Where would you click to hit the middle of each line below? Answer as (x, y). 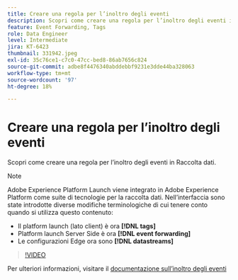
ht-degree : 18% (30, 86)
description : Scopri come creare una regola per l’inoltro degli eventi (117, 21)
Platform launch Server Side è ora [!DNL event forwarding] (104, 234)
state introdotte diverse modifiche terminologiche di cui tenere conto (107, 205)
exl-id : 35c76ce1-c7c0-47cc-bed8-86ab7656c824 (77, 60)
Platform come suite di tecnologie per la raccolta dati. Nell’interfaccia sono (116, 197)
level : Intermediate (38, 40)
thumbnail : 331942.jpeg (42, 54)
